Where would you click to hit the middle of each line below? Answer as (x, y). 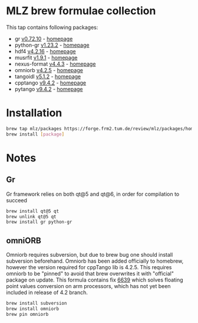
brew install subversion (37, 303)
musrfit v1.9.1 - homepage (46, 57)
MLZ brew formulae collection (81, 11)
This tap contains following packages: (52, 27)
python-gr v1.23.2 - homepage (52, 45)
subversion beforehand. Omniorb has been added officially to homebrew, (95, 261)
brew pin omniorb (27, 314)
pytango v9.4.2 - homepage (49, 89)
